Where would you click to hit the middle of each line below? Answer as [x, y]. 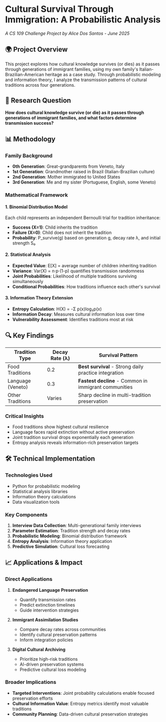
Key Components [26, 515]
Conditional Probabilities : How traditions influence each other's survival [86, 287]
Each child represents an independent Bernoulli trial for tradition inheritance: [83, 218]
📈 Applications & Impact [44, 563]
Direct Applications [29, 579]
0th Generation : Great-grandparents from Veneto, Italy [68, 166]
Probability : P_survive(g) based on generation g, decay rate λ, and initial [86, 238]
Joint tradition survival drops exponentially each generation [73, 437]
